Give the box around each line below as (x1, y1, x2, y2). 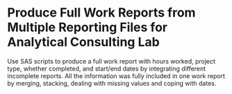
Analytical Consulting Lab (7, 35, 160, 50)
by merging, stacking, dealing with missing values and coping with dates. (7, 79, 217, 87)
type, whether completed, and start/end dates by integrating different (7, 64, 206, 73)
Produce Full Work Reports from (7, 5, 196, 21)
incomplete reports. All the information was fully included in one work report (7, 71, 226, 80)
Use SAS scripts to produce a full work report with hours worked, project (7, 57, 216, 65)
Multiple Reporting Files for (7, 19, 168, 35)
